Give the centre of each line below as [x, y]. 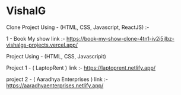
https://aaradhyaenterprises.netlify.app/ [55, 85]
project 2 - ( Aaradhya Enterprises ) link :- [57, 79]
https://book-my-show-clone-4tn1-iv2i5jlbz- [120, 38]
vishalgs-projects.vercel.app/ [42, 45]
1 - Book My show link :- [36, 38]
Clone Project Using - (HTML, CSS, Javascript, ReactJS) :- [78, 27]
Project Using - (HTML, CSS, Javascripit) [56, 56]
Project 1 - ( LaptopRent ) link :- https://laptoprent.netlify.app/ [81, 68]
